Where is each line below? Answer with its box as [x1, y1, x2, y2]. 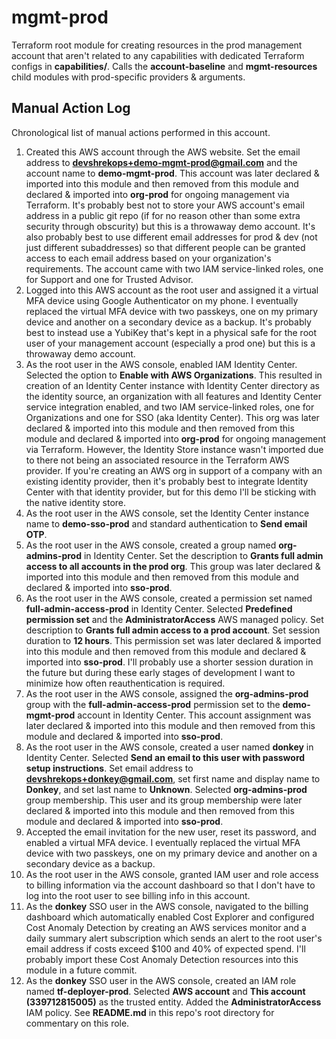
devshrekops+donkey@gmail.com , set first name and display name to [25, 772, 321, 785]
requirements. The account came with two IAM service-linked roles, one [25, 262, 324, 275]
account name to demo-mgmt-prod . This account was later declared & [25, 167, 320, 179]
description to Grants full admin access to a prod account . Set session [25, 624, 321, 636]
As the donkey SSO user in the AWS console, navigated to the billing [25, 900, 309, 912]
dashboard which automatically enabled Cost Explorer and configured [25, 911, 315, 923]
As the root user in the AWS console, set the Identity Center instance [25, 507, 310, 519]
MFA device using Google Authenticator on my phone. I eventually [25, 294, 299, 306]
